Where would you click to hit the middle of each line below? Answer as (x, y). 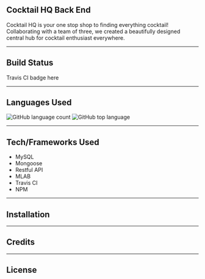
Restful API (29, 170)
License (22, 270)
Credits (21, 242)
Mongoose (29, 163)
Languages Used (39, 102)
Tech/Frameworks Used (53, 142)
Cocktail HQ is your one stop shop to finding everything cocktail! (88, 24)
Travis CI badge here (33, 77)
